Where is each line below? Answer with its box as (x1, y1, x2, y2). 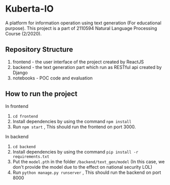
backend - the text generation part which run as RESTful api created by (12, 64, 162, 70)
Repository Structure (5, 45, 74, 54)
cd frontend (12, 114, 38, 119)
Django (12, 69, 28, 76)
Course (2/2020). (5, 30, 42, 36)
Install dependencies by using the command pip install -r (12, 149, 139, 155)
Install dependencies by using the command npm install (12, 118, 132, 124)
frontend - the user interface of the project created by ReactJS (12, 59, 144, 65)
